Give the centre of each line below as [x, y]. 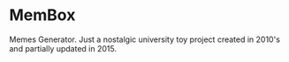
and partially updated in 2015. [63, 48]
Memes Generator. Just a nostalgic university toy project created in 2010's [145, 39]
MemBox [42, 15]
